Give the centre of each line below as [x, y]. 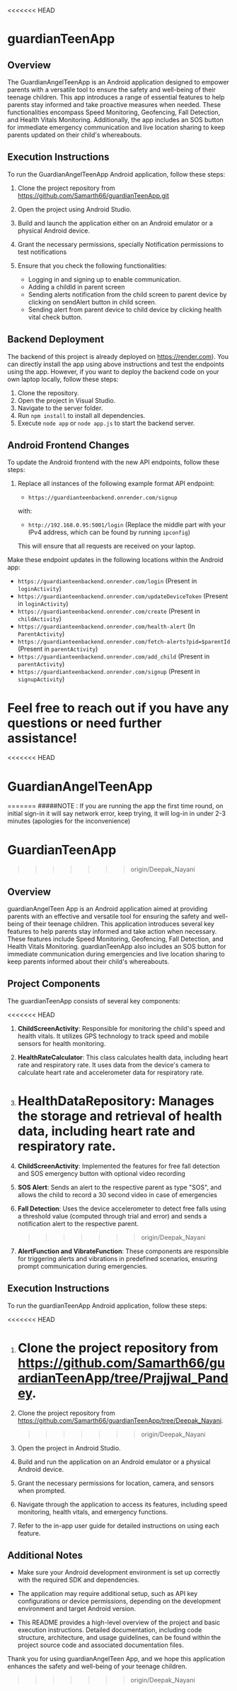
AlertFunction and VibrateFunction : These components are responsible [123, 1251]
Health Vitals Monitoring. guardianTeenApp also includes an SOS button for [117, 947]
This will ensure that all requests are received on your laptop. [106, 546]
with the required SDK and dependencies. [79, 1580]
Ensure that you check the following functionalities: [92, 265]
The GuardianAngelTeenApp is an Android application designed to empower [118, 82]
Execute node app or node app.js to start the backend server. [106, 423]
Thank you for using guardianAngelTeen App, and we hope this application [116, 1659]
